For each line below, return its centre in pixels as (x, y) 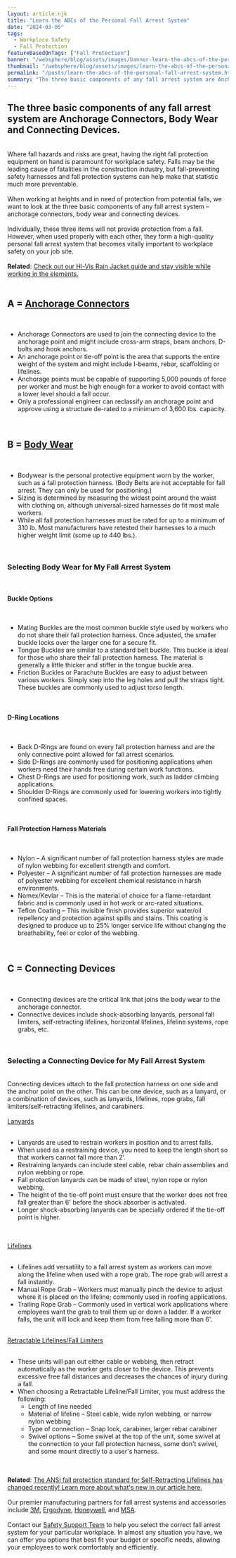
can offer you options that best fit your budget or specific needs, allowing (114, 1540)
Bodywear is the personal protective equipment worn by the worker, (116, 475)
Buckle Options (30, 598)
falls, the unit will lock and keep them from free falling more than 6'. (115, 1319)
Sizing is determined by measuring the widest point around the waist (117, 498)
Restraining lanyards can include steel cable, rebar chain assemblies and (123, 1164)
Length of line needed (60, 1406)
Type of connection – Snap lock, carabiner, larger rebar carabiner (123, 1428)
